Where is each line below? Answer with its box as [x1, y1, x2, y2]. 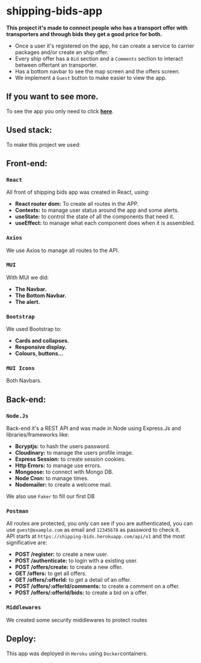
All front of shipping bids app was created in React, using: [6, 188, 150, 196]
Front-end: [6, 158, 48, 168]
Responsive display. [14, 344, 67, 351]
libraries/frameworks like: [6, 431, 69, 439]
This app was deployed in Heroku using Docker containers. [6, 650, 148, 657]
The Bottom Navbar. [14, 292, 67, 299]
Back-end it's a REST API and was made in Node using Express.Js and [6, 425, 182, 432]
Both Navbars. [6, 377, 42, 384]
